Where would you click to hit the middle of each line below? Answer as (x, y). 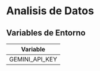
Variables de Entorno (46, 33)
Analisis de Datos (50, 11)
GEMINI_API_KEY (33, 59)
